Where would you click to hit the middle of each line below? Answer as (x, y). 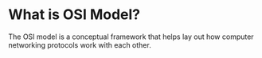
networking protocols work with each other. (80, 44)
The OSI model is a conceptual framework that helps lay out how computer (131, 37)
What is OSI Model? (74, 15)
